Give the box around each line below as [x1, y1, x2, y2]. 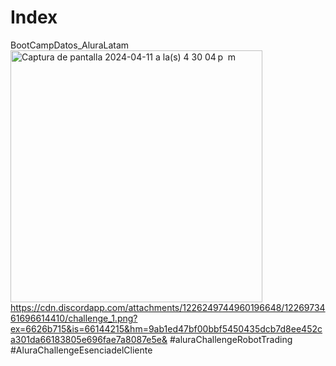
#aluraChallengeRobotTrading [169, 333, 293, 345]
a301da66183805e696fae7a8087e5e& [10, 333, 168, 345]
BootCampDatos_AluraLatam [10, 39, 130, 51]
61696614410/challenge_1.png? [10, 312, 138, 324]
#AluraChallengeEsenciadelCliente [10, 344, 153, 356]
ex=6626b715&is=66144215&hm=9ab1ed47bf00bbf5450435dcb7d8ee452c [10, 322, 323, 335]
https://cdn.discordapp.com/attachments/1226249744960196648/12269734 [10, 301, 326, 313]
